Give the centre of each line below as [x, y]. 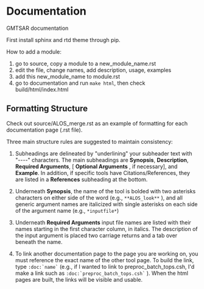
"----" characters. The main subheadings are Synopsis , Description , [102, 160]
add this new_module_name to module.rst [68, 76]
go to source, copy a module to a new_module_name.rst [86, 63]
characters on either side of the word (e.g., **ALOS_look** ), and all [99, 198]
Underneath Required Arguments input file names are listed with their [103, 222]
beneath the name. [39, 241]
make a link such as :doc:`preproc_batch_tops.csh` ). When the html [102, 273]
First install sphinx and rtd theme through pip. [63, 40]
